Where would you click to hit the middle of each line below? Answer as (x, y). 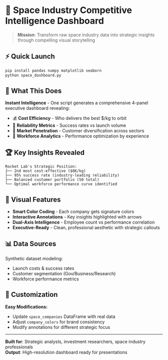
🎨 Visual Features (33, 199)
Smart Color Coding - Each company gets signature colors (73, 211)
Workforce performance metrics (45, 279)
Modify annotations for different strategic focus (61, 327)
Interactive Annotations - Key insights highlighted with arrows (77, 217)
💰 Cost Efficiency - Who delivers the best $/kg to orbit (69, 118)
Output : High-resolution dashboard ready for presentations (66, 352)
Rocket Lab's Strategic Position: (41, 167)
